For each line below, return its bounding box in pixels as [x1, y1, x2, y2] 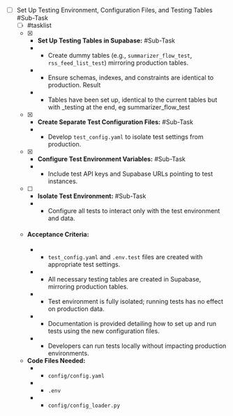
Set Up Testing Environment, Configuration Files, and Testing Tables [16, 6, 213, 14]
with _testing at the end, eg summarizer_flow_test [47, 103, 190, 111]
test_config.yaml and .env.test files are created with [47, 253, 203, 261]
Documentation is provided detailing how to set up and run [47, 320, 217, 328]
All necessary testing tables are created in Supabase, [47, 275, 202, 284]
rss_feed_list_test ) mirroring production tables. [47, 59, 189, 67]
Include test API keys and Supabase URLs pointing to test [47, 170, 213, 178]
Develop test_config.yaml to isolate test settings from [47, 132, 204, 141]
